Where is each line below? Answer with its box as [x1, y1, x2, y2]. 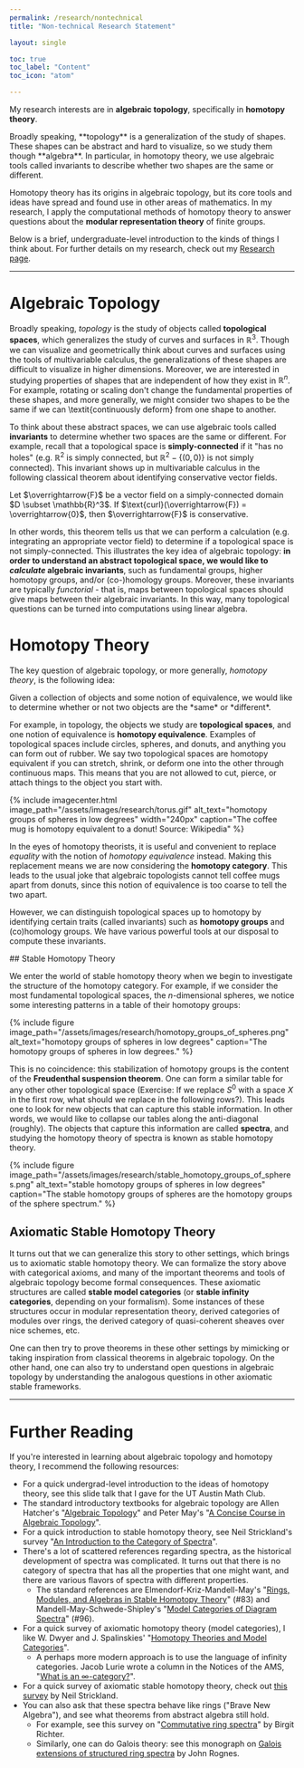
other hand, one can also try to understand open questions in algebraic [9, 1362, 274, 1373]
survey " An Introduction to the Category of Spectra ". [22, 1536, 219, 1547]
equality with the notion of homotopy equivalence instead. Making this [9, 850, 272, 861]
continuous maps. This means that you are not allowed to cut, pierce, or [9, 767, 278, 778]
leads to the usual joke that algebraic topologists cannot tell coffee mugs [9, 870, 280, 880]
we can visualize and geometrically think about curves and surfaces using [9, 344, 286, 355]
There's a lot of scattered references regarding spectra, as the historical [22, 1546, 292, 1557]
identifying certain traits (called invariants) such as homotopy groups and [9, 916, 285, 927]
